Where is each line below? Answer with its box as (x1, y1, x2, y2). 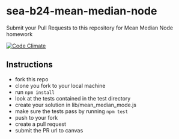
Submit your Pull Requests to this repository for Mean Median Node (6, 24, 173, 31)
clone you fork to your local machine (14, 82, 106, 89)
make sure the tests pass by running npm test (14, 107, 128, 115)
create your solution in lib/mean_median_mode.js (14, 101, 137, 108)
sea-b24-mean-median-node (6, 4, 157, 18)
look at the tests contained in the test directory (14, 94, 131, 102)
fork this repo (14, 75, 49, 82)
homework (6, 30, 33, 37)
